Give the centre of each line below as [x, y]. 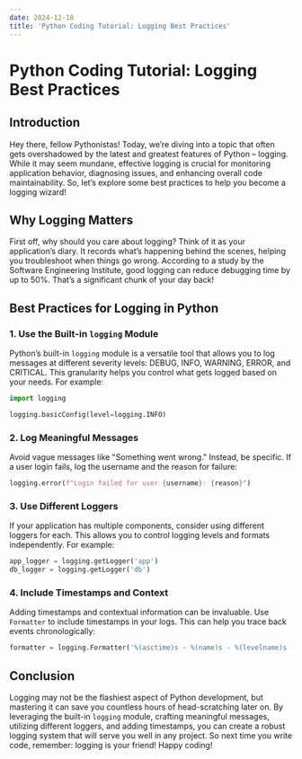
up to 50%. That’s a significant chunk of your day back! [112, 280]
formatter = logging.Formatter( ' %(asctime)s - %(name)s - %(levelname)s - [152, 648]
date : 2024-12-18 [42, 18]
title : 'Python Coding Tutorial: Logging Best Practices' [120, 26]
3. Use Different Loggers [64, 506]
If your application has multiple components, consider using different [137, 525]
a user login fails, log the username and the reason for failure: [124, 467]
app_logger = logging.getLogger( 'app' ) [84, 561]
